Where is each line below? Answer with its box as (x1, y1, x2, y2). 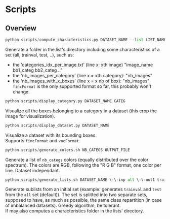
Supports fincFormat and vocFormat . (5, 137, 80, 143)
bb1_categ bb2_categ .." (12, 67, 63, 73)
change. (12, 88, 30, 95)
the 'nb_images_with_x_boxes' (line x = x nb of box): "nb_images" (12, 78, 150, 84)
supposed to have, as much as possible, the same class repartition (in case (5, 197, 162, 203)
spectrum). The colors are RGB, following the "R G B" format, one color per (5, 162, 162, 168)
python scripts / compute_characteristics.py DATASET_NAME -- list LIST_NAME (5, 37, 166, 42)
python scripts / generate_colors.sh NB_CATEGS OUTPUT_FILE (5, 147, 130, 152)
